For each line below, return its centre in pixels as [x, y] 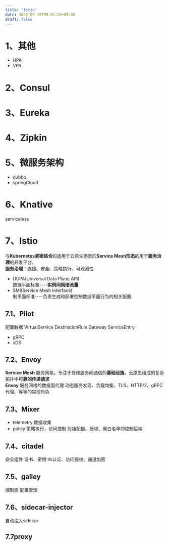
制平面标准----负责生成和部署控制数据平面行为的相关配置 [72, 296]
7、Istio [21, 241]
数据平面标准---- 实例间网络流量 [45, 284]
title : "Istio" [21, 10]
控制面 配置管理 [21, 490]
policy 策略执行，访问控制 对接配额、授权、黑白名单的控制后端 [77, 429]
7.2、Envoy [23, 360]
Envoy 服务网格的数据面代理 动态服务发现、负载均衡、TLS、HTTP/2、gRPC [84, 386]
